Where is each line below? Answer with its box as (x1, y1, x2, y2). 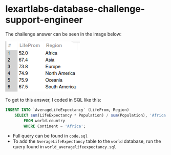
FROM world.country (24, 118, 66, 123)
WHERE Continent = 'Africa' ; (24, 124, 86, 129)
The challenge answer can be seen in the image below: (5, 31, 122, 37)
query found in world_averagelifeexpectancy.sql (12, 144, 116, 150)
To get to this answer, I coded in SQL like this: (5, 96, 101, 103)
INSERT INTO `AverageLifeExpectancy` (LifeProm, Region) (5, 107, 130, 112)
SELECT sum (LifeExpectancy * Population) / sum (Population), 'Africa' (14, 112, 168, 118)
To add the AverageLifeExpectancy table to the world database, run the (12, 138, 161, 144)
